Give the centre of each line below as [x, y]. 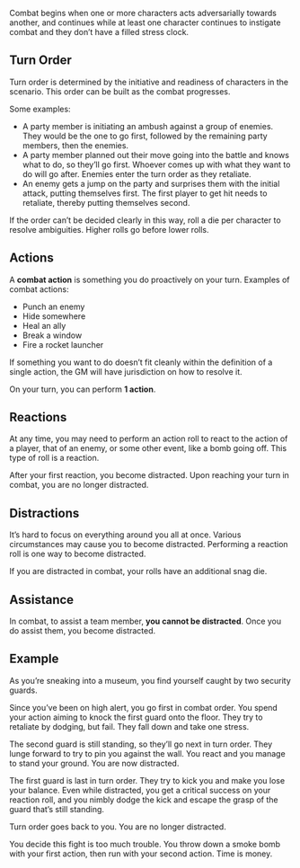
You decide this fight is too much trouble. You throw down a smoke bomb [145, 844]
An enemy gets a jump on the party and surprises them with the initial [151, 183]
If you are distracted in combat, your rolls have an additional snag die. [138, 571]
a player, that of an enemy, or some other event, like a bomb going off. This [148, 448]
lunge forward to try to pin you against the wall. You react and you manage [147, 753]
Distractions [44, 513]
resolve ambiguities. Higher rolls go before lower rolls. [109, 229]
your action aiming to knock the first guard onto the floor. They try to [136, 717]
